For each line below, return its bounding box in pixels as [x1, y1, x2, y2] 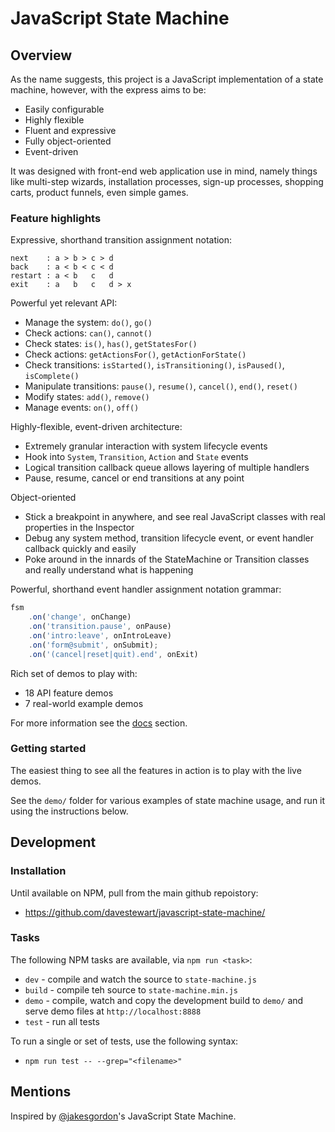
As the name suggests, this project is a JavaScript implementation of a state [10, 73, 324, 85]
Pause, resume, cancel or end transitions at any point [24, 472, 245, 484]
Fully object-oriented [24, 135, 112, 147]
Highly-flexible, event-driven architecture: [10, 421, 183, 433]
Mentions [10, 1083, 72, 1101]
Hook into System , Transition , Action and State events [24, 451, 249, 463]
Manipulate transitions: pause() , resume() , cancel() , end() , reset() [24, 380, 298, 392]
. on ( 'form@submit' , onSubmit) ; [28, 640, 159, 650]
